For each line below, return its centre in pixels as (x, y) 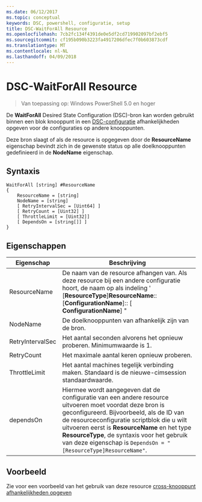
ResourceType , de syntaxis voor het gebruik (125, 435)
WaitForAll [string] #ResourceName (51, 185)
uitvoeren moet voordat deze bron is (113, 405)
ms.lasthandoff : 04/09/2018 (41, 57)
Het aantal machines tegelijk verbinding (118, 365)
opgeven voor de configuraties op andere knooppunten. (76, 128)
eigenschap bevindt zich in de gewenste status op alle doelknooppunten (96, 146)
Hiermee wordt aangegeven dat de (111, 390)
